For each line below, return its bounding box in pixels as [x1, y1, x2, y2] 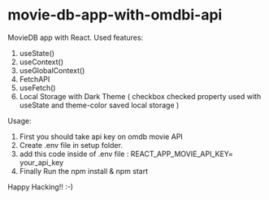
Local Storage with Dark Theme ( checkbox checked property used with [19, 91, 262, 101]
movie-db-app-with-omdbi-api [7, 6, 223, 24]
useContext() [19, 57, 64, 67]
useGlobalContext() [19, 65, 85, 75]
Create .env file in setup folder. [19, 140, 124, 150]
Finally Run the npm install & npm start [19, 166, 148, 176]
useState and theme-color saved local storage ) [19, 100, 180, 110]
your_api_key [19, 157, 64, 167]
